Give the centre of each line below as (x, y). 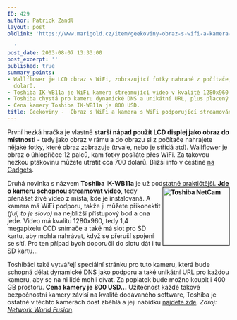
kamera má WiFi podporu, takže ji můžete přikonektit (84, 206)
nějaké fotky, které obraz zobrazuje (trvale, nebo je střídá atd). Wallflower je (117, 147)
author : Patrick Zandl (41, 20)
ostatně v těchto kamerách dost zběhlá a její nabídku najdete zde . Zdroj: (112, 302)
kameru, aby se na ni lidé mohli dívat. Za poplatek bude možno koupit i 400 (116, 279)
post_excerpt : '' (33, 60)
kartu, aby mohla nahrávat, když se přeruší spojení (81, 236)
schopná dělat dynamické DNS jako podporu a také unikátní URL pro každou (118, 272)
